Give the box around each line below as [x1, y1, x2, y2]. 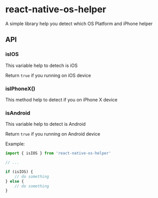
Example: [5, 141, 25, 147]
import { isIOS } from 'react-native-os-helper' [5, 151, 111, 156]
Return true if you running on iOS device [5, 72, 91, 78]
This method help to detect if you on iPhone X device [5, 96, 118, 103]
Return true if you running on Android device [5, 131, 101, 137]
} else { [5, 179, 24, 184]
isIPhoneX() [5, 85, 35, 92]
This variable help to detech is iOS [5, 62, 78, 69]
